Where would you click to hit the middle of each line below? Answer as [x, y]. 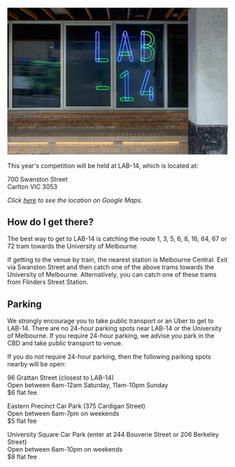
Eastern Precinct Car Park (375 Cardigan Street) [76, 406]
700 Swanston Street [37, 179]
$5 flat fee [22, 421]
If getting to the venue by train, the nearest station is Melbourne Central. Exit [117, 260]
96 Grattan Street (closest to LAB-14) [60, 378]
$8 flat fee [22, 457]
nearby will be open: [37, 364]
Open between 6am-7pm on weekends [63, 414]
